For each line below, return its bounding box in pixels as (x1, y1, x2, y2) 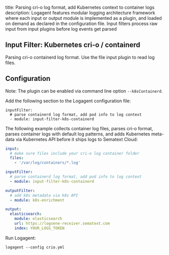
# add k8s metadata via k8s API (10, 193, 79, 198)
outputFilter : (5, 188, 36, 193)
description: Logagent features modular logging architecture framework (5, 10, 156, 16)
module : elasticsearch (14, 216, 62, 221)
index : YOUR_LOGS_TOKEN (14, 225, 65, 231)
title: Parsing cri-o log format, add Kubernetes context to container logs (5, 5, 155, 10)
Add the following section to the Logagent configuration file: (5, 98, 131, 104)
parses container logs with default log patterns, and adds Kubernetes (5, 131, 151, 137)
